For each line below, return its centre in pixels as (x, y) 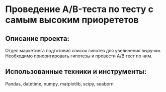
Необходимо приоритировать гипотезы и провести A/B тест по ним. (79, 56)
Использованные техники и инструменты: (76, 72)
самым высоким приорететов (72, 20)
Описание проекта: (37, 38)
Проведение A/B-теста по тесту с (79, 9)
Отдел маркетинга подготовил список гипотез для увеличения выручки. (84, 51)
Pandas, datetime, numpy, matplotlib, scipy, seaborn (60, 83)
